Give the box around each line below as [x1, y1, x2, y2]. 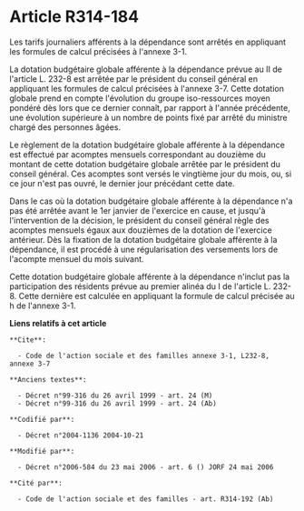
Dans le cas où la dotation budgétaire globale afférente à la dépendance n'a [9, 195, 293, 206]
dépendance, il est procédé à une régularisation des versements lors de [9, 244, 279, 255]
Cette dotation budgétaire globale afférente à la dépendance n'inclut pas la [9, 271, 290, 282]
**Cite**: [9, 335, 47, 345]
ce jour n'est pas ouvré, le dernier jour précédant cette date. [9, 177, 235, 188]
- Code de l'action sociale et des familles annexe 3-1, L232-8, [17, 351, 270, 360]
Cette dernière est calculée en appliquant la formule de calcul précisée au [18, 290, 295, 301]
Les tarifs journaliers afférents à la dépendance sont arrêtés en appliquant [9, 36, 287, 47]
